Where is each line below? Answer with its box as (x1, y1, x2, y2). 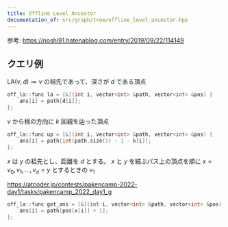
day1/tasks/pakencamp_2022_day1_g (7, 188, 112, 196)
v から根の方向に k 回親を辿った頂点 (7, 117, 110, 126)
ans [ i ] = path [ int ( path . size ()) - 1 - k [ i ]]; (19, 137, 152, 144)
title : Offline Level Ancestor (7, 10, 97, 17)
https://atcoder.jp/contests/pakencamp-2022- (7, 180, 138, 189)
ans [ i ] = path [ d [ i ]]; (19, 97, 81, 105)
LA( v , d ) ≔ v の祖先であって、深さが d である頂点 (7, 77, 147, 86)
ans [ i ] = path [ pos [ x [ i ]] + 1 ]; (19, 207, 109, 215)
